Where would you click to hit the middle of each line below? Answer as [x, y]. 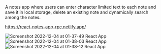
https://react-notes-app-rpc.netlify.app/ [46, 27]
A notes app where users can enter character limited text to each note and [80, 7]
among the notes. [23, 17]
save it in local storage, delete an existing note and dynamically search [77, 12]
